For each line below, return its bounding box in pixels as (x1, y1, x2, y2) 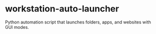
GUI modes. (5, 24, 29, 30)
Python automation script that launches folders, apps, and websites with (5, 19, 151, 25)
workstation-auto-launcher (5, 3, 119, 14)
